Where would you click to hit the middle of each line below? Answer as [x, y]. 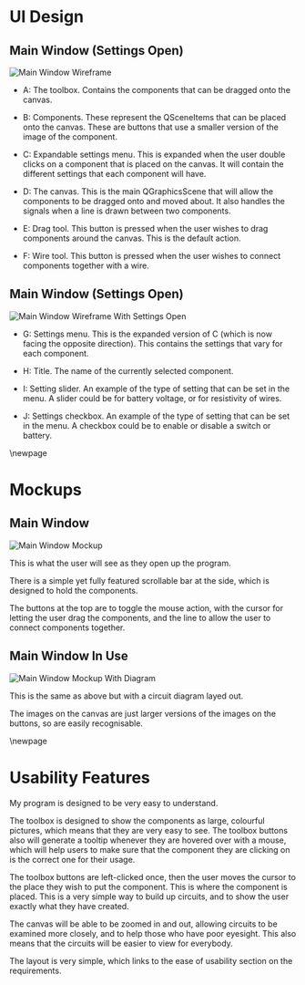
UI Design [47, 17]
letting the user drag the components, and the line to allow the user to [140, 617]
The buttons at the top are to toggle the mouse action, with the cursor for [147, 607]
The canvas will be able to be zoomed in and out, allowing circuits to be [143, 924]
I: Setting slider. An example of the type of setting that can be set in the [156, 389]
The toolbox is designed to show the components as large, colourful [137, 820]
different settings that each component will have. [114, 174]
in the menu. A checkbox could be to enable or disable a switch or [147, 425]
